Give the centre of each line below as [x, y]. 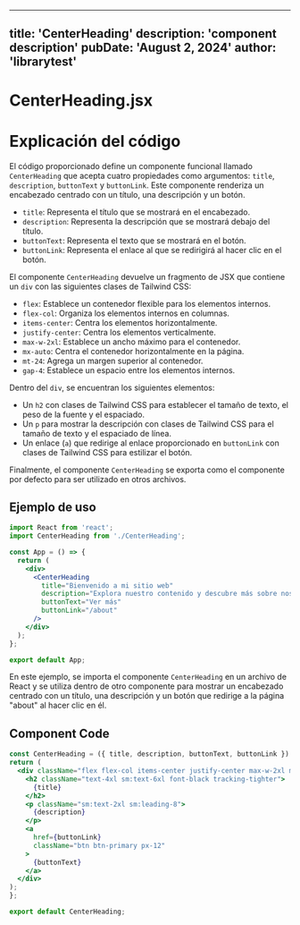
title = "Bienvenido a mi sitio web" [108, 586]
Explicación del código [95, 141]
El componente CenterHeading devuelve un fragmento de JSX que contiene [147, 276]
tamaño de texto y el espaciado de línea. [97, 433]
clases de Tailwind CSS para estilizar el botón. [107, 452]
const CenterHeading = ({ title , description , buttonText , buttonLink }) [150, 754]
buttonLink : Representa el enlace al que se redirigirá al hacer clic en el [152, 250]
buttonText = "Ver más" [82, 602]
